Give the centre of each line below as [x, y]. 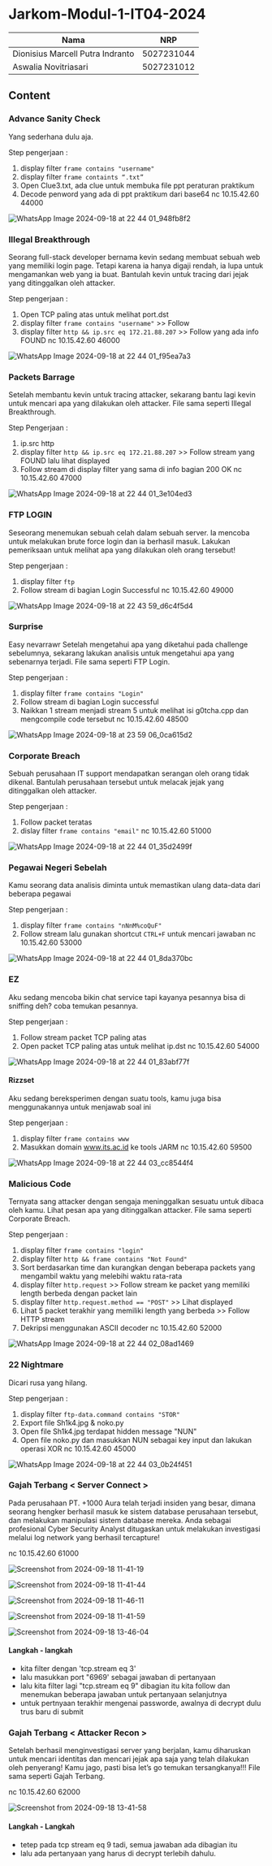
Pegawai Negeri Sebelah [58, 868]
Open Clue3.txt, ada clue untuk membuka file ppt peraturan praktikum [137, 185]
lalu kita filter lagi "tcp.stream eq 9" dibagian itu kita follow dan [125, 1686]
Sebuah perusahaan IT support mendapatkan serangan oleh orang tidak [129, 773]
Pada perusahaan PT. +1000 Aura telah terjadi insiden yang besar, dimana [132, 1503]
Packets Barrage [42, 377]
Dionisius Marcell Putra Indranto [73, 54]
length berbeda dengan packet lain [79, 1293]
